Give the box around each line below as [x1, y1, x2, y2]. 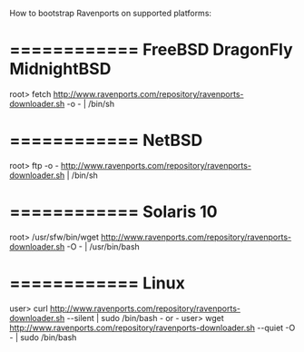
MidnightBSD [9, 59, 112, 80]
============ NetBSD [9, 131, 203, 151]
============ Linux [9, 273, 186, 293]
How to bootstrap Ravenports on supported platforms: [9, 8, 211, 18]
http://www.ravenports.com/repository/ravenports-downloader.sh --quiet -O [9, 322, 296, 333]
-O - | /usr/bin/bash [66, 240, 141, 252]
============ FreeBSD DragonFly [9, 40, 293, 60]
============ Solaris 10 [9, 201, 218, 222]
